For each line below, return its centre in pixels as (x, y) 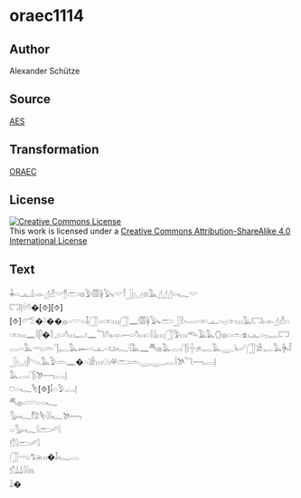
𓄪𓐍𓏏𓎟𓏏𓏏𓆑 (34, 403)
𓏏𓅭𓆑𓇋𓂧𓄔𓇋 (35, 430)
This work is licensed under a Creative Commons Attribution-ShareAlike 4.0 (150, 231)
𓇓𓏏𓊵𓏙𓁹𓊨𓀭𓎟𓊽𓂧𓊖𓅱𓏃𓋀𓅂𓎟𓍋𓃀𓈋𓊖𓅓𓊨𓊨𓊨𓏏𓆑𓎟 (103, 294)
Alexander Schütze (45, 71)
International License (48, 241)
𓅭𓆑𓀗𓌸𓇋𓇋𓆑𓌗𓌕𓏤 (46, 417)
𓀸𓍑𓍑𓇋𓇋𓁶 (22, 471)
